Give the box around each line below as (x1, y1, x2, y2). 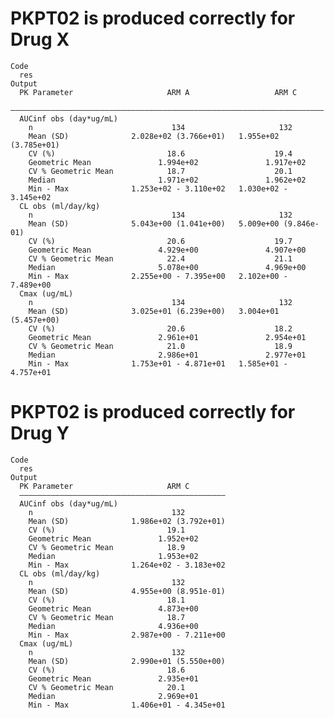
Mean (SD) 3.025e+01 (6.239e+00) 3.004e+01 (28, 306, 280, 316)
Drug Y (10, 422, 70, 445)
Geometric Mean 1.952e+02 (28, 533, 199, 544)
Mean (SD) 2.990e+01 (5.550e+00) (28, 656, 226, 666)
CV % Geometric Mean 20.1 (28, 682, 186, 692)
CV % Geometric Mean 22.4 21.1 (28, 253, 293, 264)
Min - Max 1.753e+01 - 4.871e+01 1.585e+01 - (28, 358, 288, 369)
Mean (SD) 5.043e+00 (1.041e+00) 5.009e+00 (28, 218, 280, 229)
